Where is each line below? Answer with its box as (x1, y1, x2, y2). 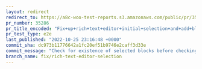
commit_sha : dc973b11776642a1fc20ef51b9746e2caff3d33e (5, 43, 147, 49)
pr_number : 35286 (5, 20, 49, 26)
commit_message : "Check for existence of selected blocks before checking (5, 48, 198, 54)
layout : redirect (5, 8, 49, 15)
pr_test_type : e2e (5, 31, 52, 37)
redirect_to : (5, 14, 39, 20)
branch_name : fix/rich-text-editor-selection (5, 53, 122, 59)
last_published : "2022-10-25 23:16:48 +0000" (5, 37, 122, 43)
